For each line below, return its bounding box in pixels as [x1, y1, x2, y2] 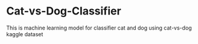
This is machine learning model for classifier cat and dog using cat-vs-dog [6, 24, 192, 31]
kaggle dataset [6, 30, 43, 37]
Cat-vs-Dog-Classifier [6, 4, 122, 18]
